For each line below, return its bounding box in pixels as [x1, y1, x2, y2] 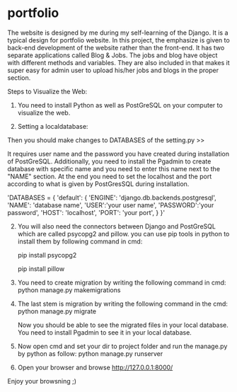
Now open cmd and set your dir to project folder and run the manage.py [17, 342, 228, 350]
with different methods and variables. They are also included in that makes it [7, 58, 230, 67]
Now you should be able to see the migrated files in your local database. [17, 321, 229, 329]
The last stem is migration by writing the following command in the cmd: [17, 299, 229, 308]
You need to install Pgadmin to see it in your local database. [17, 328, 192, 337]
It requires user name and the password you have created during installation [7, 149, 230, 158]
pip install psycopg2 [17, 250, 77, 259]
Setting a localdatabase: [17, 122, 88, 130]
